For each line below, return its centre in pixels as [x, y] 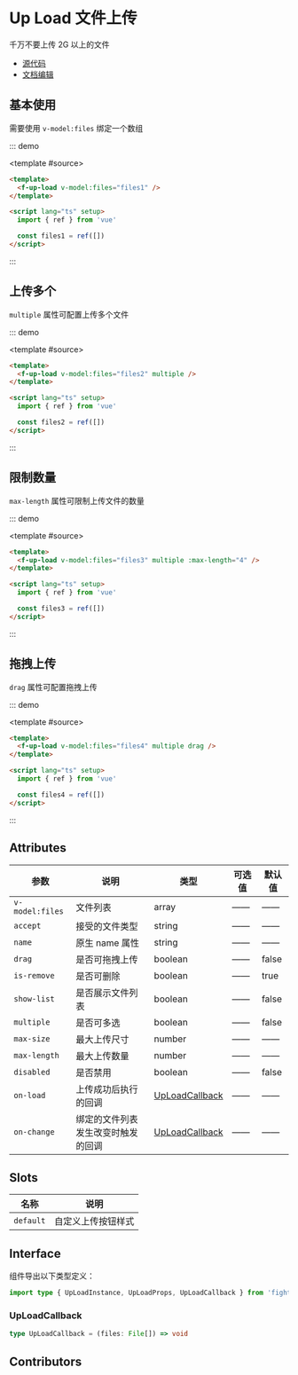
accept [27, 925]
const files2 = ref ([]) [61, 422]
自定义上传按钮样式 [94, 1222]
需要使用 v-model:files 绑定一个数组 [76, 128]
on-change [34, 1131]
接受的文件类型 [106, 926]
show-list [34, 998]
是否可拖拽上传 [106, 959]
